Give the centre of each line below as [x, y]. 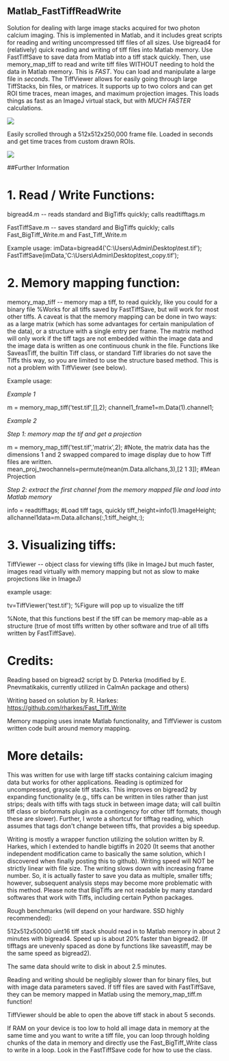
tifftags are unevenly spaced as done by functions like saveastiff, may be [110, 946]
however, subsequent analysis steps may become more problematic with [110, 883]
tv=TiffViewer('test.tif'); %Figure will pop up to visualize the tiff [96, 605]
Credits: [30, 660]
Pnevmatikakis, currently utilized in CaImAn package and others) [98, 687]
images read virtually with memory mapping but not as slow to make [103, 571]
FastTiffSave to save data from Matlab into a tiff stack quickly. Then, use [109, 57]
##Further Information [38, 167]
